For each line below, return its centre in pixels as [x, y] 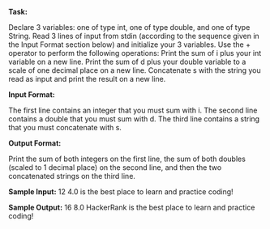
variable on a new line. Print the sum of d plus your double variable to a [127, 61]
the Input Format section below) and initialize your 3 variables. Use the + [130, 45]
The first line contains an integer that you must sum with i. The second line [133, 110]
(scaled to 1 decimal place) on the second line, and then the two [115, 168]
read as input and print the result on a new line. [87, 79]
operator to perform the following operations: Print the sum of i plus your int [135, 53]
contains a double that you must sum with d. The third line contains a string [134, 119]
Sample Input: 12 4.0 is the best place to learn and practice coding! [121, 192]
